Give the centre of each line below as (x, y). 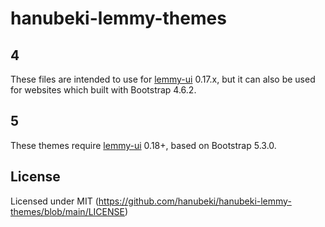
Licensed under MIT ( (54, 201)
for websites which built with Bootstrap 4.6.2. (103, 90)
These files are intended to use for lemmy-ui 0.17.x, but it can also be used (163, 79)
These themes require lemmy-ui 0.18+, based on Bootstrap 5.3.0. (143, 145)
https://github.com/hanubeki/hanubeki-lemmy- (195, 201)
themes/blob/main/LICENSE (67, 211)
